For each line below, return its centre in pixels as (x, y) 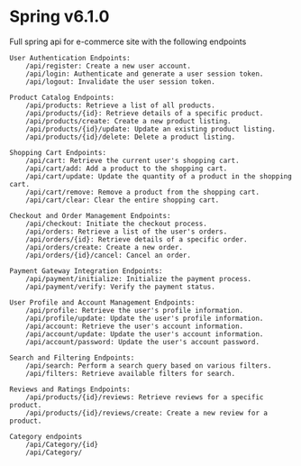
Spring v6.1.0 (59, 17)
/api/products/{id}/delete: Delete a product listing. (131, 137)
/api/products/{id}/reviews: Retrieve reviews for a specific (145, 397)
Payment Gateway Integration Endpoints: (87, 271)
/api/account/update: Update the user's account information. (145, 334)
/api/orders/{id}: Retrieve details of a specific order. (137, 239)
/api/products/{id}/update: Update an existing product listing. (151, 129)
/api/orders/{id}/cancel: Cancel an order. (109, 255)
